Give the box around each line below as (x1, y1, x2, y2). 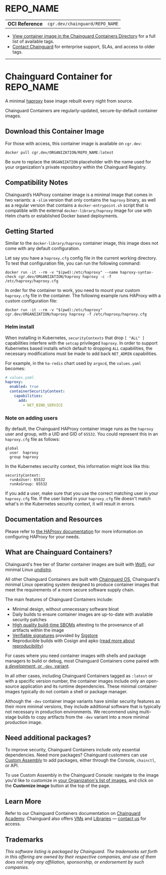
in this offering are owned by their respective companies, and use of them (5, 854, 156, 860)
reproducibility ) (12, 643, 43, 649)
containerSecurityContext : (9, 389, 65, 394)
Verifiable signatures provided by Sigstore (12, 632, 98, 638)
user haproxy (9, 450, 39, 455)
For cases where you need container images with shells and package (5, 653, 146, 658)
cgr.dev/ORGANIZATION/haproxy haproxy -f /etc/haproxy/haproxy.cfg (5, 312, 147, 317)
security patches (12, 616, 47, 622)
